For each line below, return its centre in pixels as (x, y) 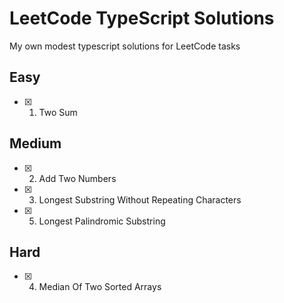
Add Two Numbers (77, 178)
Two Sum (58, 112)
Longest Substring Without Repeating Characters (140, 199)
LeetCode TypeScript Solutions (142, 18)
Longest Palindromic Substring (102, 221)
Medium (35, 143)
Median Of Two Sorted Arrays (100, 287)
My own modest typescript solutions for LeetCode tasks (125, 46)
